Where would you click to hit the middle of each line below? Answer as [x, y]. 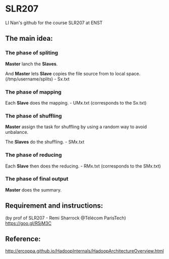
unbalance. [17, 132]
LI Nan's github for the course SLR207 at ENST [54, 23]
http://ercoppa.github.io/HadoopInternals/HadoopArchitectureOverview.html [84, 251]
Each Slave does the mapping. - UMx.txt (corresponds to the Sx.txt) [76, 103]
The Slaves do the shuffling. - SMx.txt [45, 142]
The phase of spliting [32, 53]
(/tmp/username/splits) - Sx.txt [37, 79]
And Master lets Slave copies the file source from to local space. [73, 73]
